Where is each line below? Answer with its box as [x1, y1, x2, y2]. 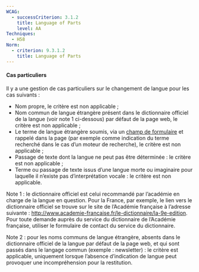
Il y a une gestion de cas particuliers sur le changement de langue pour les [6, 85, 189, 92]
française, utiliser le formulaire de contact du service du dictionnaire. [6, 222, 176, 229]
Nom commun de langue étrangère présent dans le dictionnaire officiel [14, 109, 189, 116]
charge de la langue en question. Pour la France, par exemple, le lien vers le [6, 196, 192, 203]
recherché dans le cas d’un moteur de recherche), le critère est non [14, 141, 181, 148]
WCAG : [6, 8, 20, 15]
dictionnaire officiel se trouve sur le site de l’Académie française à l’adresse [6, 203, 191, 210]
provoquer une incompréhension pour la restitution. [6, 259, 133, 266]
